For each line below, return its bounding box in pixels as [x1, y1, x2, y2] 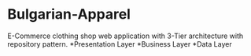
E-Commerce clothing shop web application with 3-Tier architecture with [7, 31, 244, 40]
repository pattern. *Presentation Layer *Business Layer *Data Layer [7, 39, 233, 48]
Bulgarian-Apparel [7, 5, 131, 23]
